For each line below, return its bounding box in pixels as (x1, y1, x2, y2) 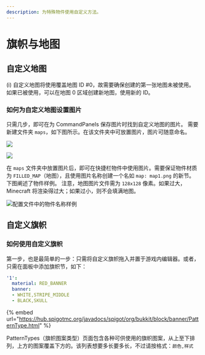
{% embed (6, 308, 34, 316)
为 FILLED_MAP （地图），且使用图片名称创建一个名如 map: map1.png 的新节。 (6, 172, 195, 179)
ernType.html (6, 321, 40, 329)
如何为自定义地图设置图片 (6, 105, 82, 114)
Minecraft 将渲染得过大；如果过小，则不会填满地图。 (6, 187, 140, 194)
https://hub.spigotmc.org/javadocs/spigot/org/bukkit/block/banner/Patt (18, 315, 199, 323)
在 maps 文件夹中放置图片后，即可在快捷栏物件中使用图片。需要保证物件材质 (6, 164, 198, 172)
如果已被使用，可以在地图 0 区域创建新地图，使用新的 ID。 (6, 88, 154, 96)
